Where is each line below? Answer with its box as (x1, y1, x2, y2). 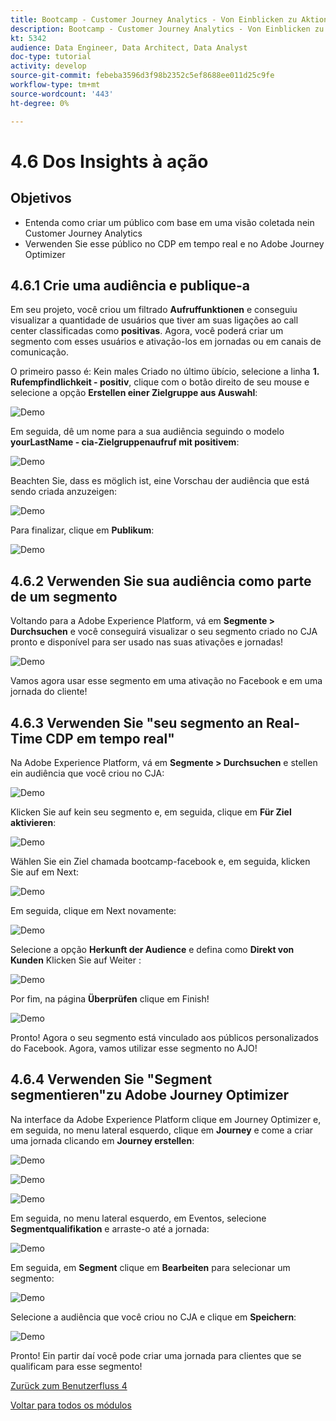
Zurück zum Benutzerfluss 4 (10, 1379, 128, 1391)
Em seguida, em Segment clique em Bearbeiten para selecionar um (10, 1261, 291, 1273)
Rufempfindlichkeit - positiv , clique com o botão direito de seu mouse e (10, 376, 310, 388)
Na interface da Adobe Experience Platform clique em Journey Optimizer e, (10, 1113, 322, 1125)
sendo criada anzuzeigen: (10, 486, 118, 498)
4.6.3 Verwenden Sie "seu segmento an (10, 714, 264, 731)
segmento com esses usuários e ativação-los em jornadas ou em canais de (10, 336, 322, 348)
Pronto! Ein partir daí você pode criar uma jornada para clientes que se (10, 1349, 302, 1361)
